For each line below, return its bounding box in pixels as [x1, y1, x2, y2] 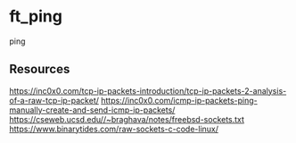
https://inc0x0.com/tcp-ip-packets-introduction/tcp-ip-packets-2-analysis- [9, 85, 287, 96]
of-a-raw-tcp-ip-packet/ [9, 95, 100, 105]
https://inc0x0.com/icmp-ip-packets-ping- [101, 95, 259, 105]
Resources [9, 62, 70, 77]
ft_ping [9, 6, 62, 27]
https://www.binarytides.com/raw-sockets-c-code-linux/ [9, 123, 219, 134]
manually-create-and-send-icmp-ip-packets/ [9, 105, 176, 115]
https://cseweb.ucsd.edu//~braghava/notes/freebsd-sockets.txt [9, 114, 245, 124]
